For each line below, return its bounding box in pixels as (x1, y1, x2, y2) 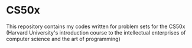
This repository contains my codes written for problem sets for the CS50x (6, 23, 186, 30)
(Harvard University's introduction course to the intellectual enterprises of (6, 29, 186, 36)
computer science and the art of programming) (6, 35, 121, 42)
